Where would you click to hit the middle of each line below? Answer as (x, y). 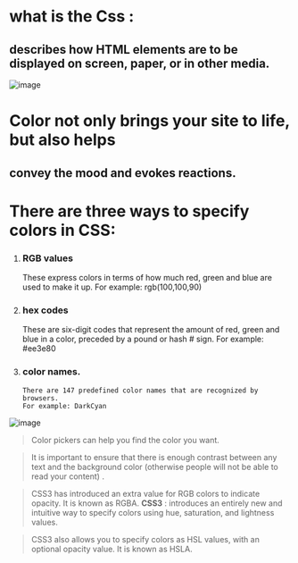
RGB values (48, 258)
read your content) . (68, 476)
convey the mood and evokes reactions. (123, 173)
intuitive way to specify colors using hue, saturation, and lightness (153, 512)
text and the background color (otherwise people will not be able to (154, 466)
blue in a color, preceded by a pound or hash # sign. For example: (143, 339)
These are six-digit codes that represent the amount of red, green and (151, 330)
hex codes (45, 310)
